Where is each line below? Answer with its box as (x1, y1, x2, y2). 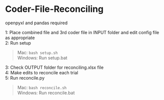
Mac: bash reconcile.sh (17, 84, 67, 90)
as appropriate (5, 35, 35, 41)
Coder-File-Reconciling (5, 3, 104, 15)
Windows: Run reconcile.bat (17, 90, 75, 96)
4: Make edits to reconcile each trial (5, 69, 78, 75)
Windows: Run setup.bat (17, 54, 68, 60)
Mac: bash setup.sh (17, 50, 58, 55)
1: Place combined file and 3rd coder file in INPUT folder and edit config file (5, 29, 160, 35)
